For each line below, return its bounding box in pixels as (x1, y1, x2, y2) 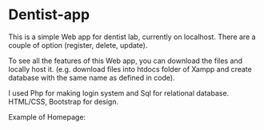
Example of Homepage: (8, 112, 86, 121)
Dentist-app (8, 6, 90, 24)
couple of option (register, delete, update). (8, 40, 148, 49)
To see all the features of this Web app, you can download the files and (8, 56, 242, 65)
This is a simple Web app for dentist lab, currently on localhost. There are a (8, 32, 256, 41)
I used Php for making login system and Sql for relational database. (8, 88, 230, 97)
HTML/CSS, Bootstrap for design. (8, 97, 118, 106)
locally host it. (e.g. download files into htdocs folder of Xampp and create (8, 64, 252, 73)
